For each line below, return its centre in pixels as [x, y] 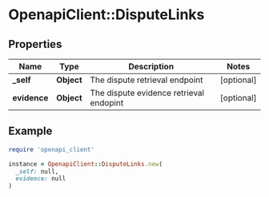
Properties [35, 44]
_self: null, [37, 171]
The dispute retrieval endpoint [147, 80]
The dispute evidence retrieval [147, 93]
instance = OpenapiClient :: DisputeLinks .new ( [85, 164]
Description [151, 67]
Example [30, 131]
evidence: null [41, 179]
